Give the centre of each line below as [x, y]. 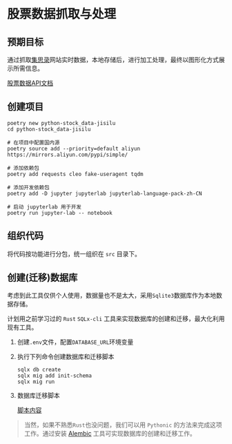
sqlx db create [39, 370]
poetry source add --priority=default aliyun [74, 148]
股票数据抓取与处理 [62, 14]
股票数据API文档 [30, 83]
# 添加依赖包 [23, 168]
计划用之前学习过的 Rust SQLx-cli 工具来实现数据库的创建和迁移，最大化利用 [116, 319]
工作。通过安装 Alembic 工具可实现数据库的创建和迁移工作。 [110, 434]
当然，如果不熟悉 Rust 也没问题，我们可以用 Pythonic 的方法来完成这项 [123, 425]
